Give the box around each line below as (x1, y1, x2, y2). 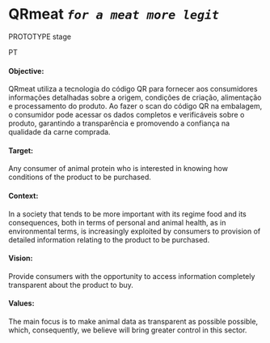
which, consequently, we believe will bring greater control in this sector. (8, 325, 247, 335)
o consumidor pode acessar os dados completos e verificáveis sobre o (8, 110, 245, 120)
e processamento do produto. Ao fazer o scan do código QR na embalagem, (8, 101, 263, 111)
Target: (8, 145, 34, 155)
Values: (8, 298, 35, 308)
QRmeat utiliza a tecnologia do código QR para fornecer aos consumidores (8, 84, 258, 94)
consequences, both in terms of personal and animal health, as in (8, 217, 226, 227)
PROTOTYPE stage (8, 32, 71, 41)
